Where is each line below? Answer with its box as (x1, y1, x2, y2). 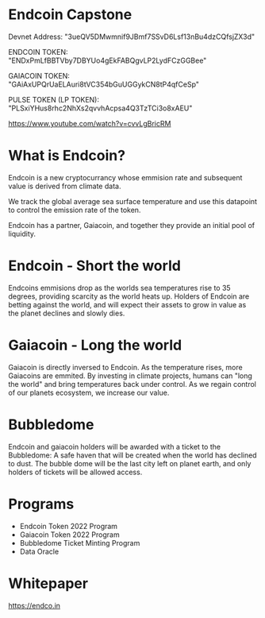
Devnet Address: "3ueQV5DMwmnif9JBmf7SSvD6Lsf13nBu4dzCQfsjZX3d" (8, 32, 255, 41)
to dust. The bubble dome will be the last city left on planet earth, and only (8, 458, 252, 468)
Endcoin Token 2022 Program (19, 521, 117, 531)
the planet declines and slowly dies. (8, 308, 125, 318)
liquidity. (8, 229, 36, 238)
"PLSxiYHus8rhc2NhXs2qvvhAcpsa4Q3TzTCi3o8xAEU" (8, 103, 193, 113)
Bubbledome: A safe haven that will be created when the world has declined (8, 450, 257, 460)
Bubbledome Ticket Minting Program (19, 538, 140, 547)
